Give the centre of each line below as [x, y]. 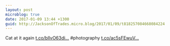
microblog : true [22, 14]
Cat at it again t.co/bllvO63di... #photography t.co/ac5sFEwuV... [72, 38]
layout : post [19, 10]
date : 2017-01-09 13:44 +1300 [37, 19]
